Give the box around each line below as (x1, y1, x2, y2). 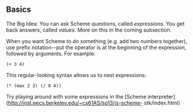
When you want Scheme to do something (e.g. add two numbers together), (6, 37, 188, 44)
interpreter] (147, 93, 175, 100)
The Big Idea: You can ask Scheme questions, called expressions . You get (6, 20, 185, 27)
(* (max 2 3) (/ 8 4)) (6, 83, 62, 89)
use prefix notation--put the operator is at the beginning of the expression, (6, 44, 187, 51)
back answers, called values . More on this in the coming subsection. (6, 26, 172, 33)
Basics (6, 5, 31, 15)
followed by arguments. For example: (6, 50, 96, 57)
